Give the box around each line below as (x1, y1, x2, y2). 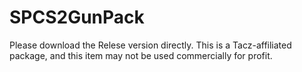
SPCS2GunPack (9, 6, 145, 29)
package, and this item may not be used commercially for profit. (9, 49, 273, 61)
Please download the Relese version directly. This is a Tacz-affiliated (9, 39, 292, 51)
